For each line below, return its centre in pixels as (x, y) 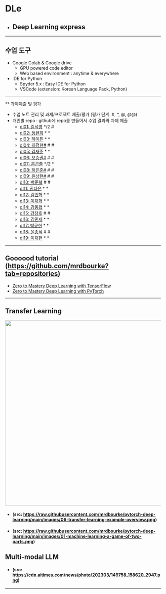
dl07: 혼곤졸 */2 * (37, 164)
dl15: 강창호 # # (35, 213)
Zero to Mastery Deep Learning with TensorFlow (62, 286)
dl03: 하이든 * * (35, 139)
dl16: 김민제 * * (34, 219)
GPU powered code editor (46, 68)
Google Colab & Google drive (42, 63)
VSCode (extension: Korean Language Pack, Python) (73, 89)
